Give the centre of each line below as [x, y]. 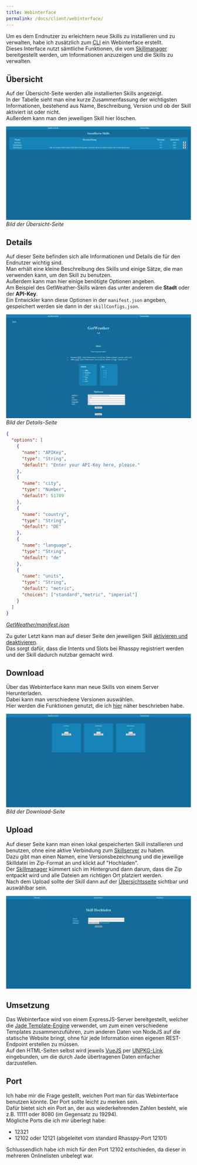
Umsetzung [28, 1005]
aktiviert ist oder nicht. [33, 112]
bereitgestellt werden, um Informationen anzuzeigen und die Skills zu [90, 55]
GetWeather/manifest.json [38, 624]
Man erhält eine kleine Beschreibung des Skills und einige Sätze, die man [94, 269]
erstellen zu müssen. [54, 1044]
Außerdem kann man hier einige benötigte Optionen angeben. [81, 281]
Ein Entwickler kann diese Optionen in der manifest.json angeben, [86, 300]
